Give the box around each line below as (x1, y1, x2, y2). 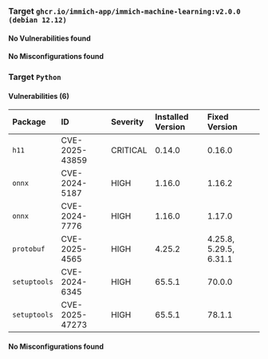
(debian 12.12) (8, 15, 68, 25)
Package (12, 116, 46, 128)
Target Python (8, 72, 61, 83)
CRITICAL (110, 145, 148, 156)
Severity (110, 116, 144, 128)
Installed (155, 112, 189, 123)
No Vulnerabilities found (8, 34, 91, 43)
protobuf (12, 245, 45, 254)
